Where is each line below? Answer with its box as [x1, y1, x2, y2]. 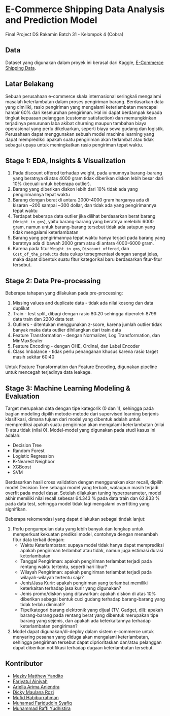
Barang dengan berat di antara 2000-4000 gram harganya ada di [12, 197, 149, 203]
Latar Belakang [5, 80, 54, 88]
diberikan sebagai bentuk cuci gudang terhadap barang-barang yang [20, 596, 165, 602]
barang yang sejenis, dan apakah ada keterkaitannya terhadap [20, 618, 151, 623]
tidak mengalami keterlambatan [12, 229, 79, 235]
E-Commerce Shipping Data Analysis [5, 4, 165, 15]
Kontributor [5, 660, 43, 668]
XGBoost [12, 464, 31, 470]
